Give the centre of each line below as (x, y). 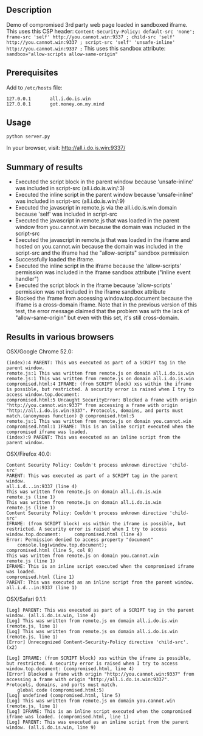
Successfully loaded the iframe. (55, 260)
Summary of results (45, 167)
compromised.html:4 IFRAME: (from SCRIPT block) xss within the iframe (99, 384)
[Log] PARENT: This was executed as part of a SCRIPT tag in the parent (100, 610)
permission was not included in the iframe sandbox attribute (90, 292)
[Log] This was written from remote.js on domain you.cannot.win (91, 701)
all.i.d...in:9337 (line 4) (42, 487)
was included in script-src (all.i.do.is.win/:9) (70, 201)
